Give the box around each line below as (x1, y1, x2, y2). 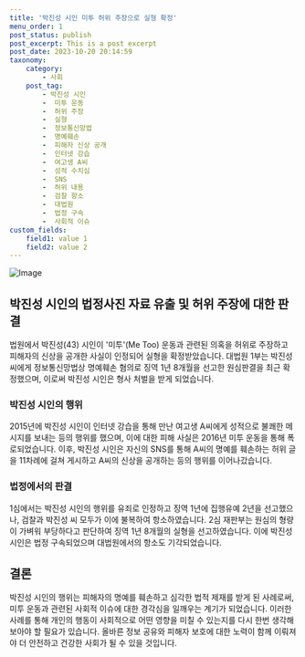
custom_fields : (9, 225, 68, 235)
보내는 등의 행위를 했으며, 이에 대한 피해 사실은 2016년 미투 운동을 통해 (33, 433, 286, 443)
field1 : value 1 (26, 234, 89, 243)
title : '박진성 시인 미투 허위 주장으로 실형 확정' (9, 13, 178, 23)
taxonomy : (9, 56, 47, 65)
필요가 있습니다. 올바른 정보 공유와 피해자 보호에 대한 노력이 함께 (43, 626, 272, 637)
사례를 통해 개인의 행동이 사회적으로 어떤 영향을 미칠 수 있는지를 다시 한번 (9, 615, 270, 626)
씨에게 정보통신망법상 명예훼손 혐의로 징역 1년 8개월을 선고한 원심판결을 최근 (9, 362, 281, 373)
